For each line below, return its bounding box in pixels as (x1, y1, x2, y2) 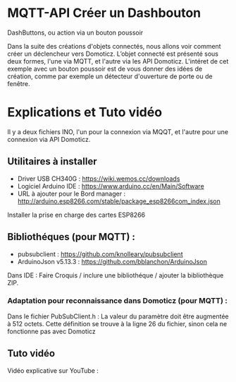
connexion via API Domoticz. (7, 135, 91, 143)
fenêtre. (7, 79, 30, 88)
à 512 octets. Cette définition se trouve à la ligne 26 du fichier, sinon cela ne (7, 319, 228, 328)
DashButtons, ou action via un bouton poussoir (7, 28, 144, 37)
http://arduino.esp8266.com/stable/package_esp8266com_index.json (17, 196, 221, 205)
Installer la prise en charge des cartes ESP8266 (7, 210, 146, 219)
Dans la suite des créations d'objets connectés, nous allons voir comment (7, 42, 221, 50)
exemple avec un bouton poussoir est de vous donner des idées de (7, 64, 203, 73)
